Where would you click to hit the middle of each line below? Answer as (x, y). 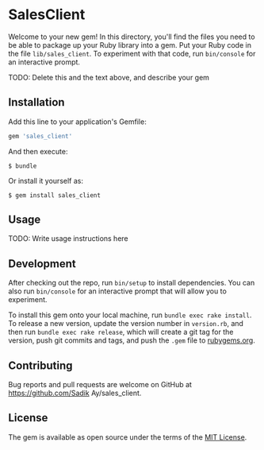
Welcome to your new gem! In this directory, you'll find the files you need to (132, 37)
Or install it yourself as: (46, 180)
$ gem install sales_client (55, 195)
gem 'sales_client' (40, 136)
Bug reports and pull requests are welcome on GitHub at (100, 385)
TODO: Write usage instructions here (68, 239)
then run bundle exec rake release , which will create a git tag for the (121, 332)
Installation (36, 102)
